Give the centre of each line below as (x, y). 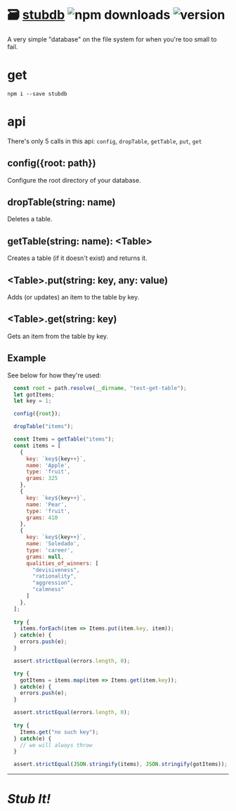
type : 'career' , (50, 550)
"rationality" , (55, 576)
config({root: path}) (52, 163)
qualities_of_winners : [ (62, 563)
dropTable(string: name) (61, 202)
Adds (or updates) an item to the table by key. (73, 297)
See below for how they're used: (54, 375)
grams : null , (45, 557)
